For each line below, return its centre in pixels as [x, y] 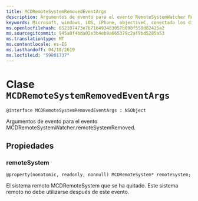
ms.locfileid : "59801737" [38, 55]
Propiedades [30, 145]
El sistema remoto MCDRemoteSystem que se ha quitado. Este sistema [92, 186]
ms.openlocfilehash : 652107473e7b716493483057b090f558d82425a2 [85, 28]
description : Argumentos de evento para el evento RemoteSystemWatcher [96, 17]
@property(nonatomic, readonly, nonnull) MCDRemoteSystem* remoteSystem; [99, 175]
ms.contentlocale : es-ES [37, 45]
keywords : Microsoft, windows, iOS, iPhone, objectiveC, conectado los [96, 22]
